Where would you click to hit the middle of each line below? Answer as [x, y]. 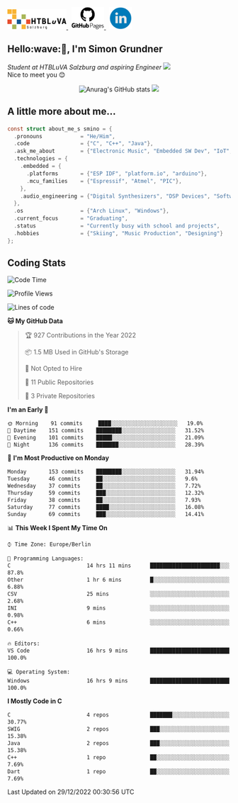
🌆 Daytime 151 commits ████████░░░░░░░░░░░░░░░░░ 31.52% [106, 431]
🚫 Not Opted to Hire [53, 369]
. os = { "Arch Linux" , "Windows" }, [92, 211]
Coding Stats [36, 263]
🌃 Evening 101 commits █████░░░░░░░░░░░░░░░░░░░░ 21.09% [106, 438]
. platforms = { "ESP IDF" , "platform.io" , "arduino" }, [117, 174]
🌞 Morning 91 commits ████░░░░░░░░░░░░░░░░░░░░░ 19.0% [105, 424]
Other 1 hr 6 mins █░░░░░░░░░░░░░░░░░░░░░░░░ [119, 580]
